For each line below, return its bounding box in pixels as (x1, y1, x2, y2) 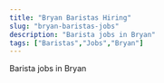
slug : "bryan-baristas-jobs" (9, 22, 120, 31)
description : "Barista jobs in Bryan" (9, 30, 156, 39)
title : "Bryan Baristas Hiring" (9, 13, 131, 23)
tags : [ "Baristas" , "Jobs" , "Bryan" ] (9, 38, 144, 48)
